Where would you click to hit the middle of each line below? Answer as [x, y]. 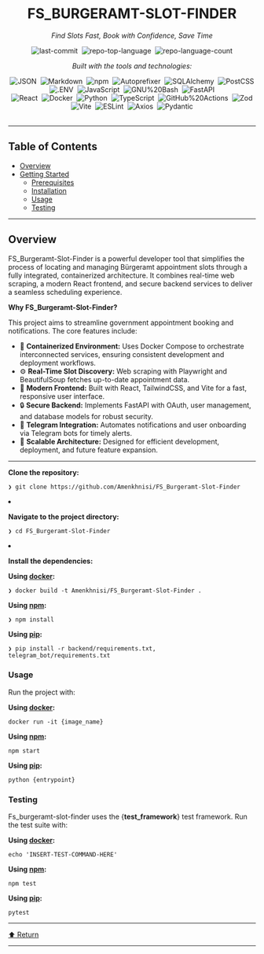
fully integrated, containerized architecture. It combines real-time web [121, 275]
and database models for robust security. [86, 416]
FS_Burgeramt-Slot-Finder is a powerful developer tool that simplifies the [126, 258]
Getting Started [44, 174]
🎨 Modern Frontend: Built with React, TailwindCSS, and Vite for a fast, [133, 388]
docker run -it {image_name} [56, 722]
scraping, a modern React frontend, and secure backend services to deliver [130, 283]
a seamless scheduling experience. [65, 292]
